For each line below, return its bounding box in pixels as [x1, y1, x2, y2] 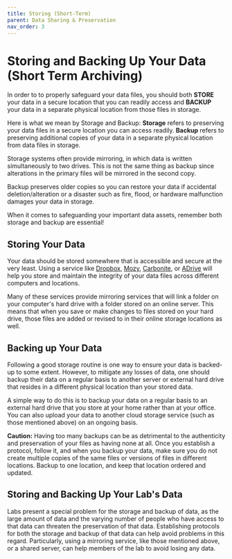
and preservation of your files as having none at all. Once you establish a [7, 439, 215, 447]
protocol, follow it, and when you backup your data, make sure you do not [7, 446, 218, 455]
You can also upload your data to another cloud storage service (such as [7, 410, 215, 419]
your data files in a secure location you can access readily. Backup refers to [7, 126, 224, 135]
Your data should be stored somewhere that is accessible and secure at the [7, 257, 223, 265]
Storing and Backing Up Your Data [7, 53, 206, 69]
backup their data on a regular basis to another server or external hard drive [7, 375, 224, 383]
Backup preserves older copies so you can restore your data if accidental [7, 183, 217, 191]
